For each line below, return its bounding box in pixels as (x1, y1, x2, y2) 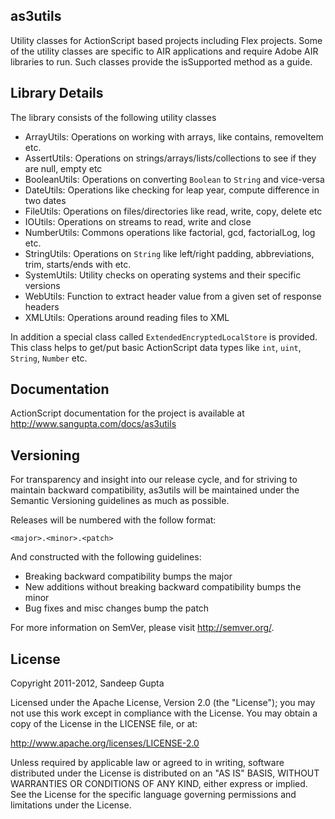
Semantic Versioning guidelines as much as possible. (10, 495, 230, 507)
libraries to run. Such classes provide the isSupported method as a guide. (10, 55, 313, 68)
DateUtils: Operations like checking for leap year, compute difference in (24, 184, 320, 196)
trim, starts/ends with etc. (24, 258, 132, 270)
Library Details (10, 85, 104, 102)
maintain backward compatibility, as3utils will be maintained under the (10, 484, 300, 496)
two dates (24, 194, 67, 206)
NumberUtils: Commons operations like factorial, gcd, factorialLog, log (24, 226, 316, 238)
